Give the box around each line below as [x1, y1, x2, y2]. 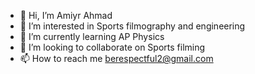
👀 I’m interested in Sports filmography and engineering [19, 20, 246, 32]
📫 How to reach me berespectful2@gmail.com [19, 53, 214, 64]
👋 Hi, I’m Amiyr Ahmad [19, 10, 113, 21]
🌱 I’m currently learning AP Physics [19, 31, 165, 42]
